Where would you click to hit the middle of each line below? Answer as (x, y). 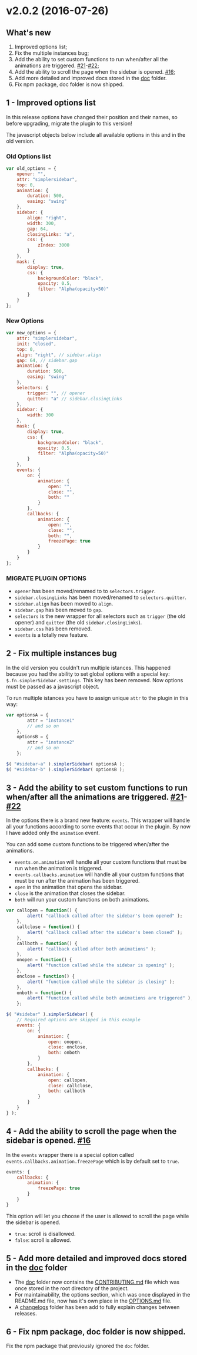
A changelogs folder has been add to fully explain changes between (97, 1307)
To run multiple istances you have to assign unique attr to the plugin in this (97, 698)
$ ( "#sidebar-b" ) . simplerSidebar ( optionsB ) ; (66, 769)
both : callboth (66, 1091)
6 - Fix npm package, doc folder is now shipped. (96, 1332)
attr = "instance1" (51, 721)
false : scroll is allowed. (43, 1240)
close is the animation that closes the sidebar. (70, 893)
